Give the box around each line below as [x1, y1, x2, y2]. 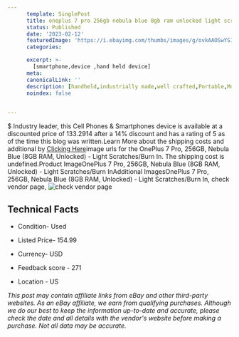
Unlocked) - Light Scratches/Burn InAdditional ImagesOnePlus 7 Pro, [7, 167, 209, 176]
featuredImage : [26, 37, 72, 44]
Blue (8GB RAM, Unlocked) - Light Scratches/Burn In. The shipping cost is [7, 152, 225, 161]
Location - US [17, 277, 59, 286]
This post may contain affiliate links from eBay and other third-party [7, 291, 208, 299]
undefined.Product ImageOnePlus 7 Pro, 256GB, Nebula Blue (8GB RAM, [7, 160, 221, 168]
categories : [26, 43, 62, 51]
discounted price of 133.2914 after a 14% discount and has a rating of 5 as [7, 130, 225, 138]
